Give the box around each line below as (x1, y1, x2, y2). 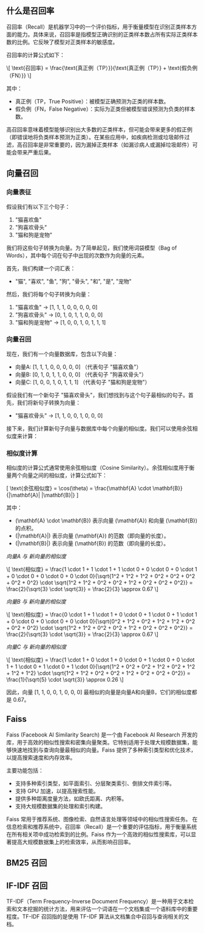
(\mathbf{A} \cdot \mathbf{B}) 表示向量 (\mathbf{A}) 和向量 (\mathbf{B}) (15, 517, 198, 525)
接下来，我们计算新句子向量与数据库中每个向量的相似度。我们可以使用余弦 (6, 425, 192, 432)
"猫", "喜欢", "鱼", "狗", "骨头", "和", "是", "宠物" (15, 278, 132, 285)
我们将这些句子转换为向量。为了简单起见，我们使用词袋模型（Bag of (6, 244, 177, 251)
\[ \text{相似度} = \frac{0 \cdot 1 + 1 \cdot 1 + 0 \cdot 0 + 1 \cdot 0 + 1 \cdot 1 (6, 611, 197, 618)
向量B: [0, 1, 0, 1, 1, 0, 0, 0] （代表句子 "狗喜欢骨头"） (15, 371, 147, 378)
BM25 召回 (6, 858, 47, 868)
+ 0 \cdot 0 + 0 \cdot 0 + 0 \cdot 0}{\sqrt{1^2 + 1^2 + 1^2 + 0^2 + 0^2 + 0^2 (6, 573, 195, 580)
